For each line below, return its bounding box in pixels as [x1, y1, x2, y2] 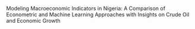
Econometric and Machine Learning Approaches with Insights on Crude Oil [6, 11, 190, 18]
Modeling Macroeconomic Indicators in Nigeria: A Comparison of [6, 5, 165, 12]
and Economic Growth [6, 17, 61, 24]
